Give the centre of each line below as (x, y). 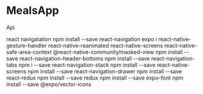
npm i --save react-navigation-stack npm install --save (87, 65)
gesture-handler (27, 45)
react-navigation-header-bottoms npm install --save (85, 58)
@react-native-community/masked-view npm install (118, 52)
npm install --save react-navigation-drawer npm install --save (105, 71)
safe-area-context (29, 52)
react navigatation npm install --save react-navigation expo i (82, 39)
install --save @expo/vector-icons (49, 84)
